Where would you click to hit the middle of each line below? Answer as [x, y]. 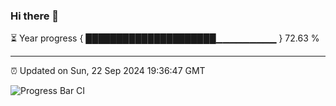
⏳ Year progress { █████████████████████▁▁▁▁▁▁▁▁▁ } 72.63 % [165, 38]
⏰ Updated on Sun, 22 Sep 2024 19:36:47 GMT [108, 71]
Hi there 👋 [35, 16]
